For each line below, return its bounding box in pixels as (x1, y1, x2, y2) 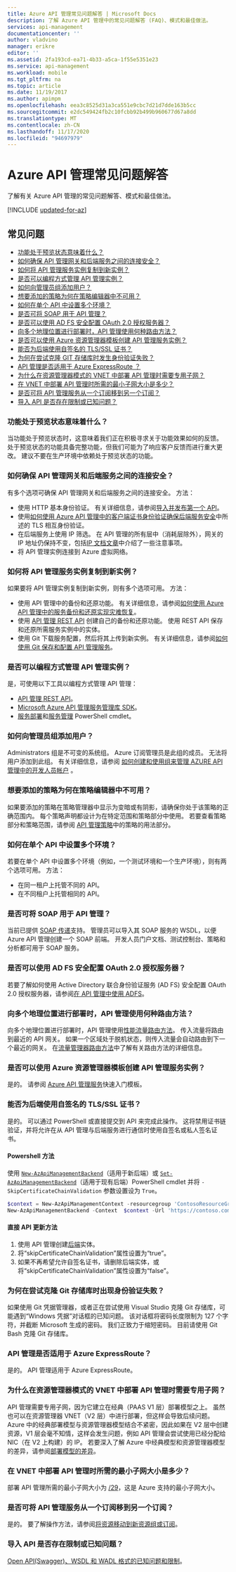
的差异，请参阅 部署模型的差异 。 (7, 1447, 100, 1455)
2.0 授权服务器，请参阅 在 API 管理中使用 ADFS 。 (7, 989, 149, 998)
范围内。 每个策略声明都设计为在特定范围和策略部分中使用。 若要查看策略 (13, 811, 226, 820)
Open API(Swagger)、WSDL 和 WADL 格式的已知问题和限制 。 (7, 1557, 186, 1565)
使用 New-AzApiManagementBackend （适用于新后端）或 (7, 1169, 159, 1177)
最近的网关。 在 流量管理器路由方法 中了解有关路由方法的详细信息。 (13, 1043, 206, 1052)
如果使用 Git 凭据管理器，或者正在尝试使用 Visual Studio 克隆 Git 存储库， (7, 1303, 220, 1312)
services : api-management (7, 23, 83, 30)
